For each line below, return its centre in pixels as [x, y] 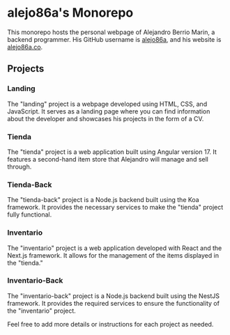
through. [20, 166]
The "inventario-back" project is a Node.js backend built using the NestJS [113, 296]
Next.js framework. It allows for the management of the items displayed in [113, 255]
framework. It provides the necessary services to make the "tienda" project [115, 208]
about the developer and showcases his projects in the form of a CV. [106, 118]
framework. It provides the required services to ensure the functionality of [113, 303]
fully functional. [30, 215]
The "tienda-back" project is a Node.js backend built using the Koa [103, 200]
